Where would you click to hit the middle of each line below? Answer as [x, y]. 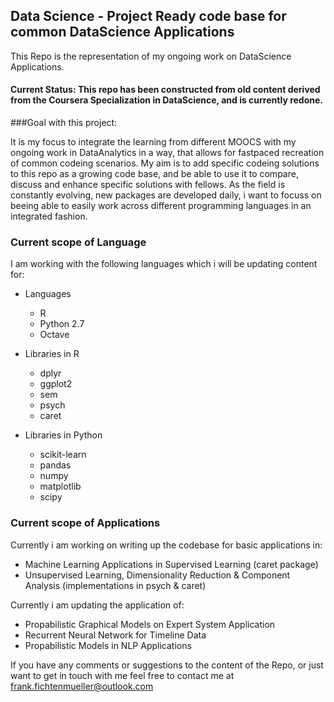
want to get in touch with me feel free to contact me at [122, 675]
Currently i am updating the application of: [97, 605]
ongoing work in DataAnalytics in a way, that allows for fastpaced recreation [167, 153]
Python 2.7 [62, 324]
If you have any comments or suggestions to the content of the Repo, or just [167, 665]
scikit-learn [63, 455]
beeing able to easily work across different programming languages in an [161, 206]
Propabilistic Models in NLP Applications [108, 645]
